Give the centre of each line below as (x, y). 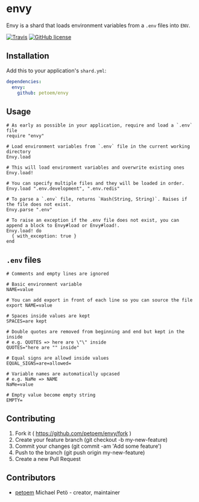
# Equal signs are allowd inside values (58, 358)
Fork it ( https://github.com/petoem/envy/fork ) (73, 433)
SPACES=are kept (27, 321)
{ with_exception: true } (44, 236)
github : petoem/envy (43, 93)
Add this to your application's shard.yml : (56, 71)
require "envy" (25, 136)
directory (19, 152)
